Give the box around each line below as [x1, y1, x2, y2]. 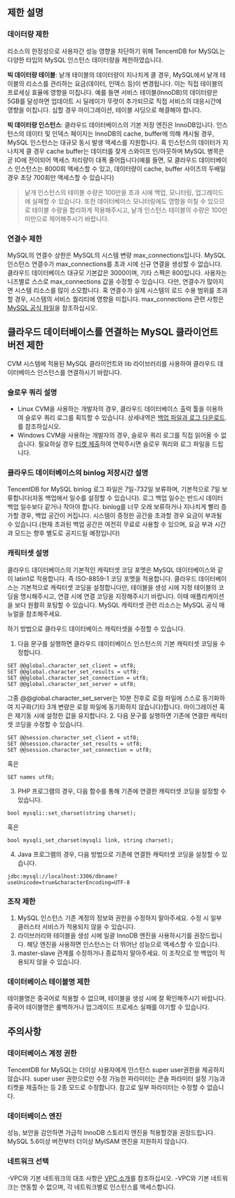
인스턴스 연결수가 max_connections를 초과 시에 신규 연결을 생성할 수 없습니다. [7, 259, 222, 268]
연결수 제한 [7, 234, 43, 244]
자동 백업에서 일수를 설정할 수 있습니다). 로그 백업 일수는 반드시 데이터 [32, 494, 223, 502]
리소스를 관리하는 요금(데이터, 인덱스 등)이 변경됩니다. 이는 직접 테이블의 [25, 79, 223, 88]
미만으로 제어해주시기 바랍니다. [24, 214, 110, 223]
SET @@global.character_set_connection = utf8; [7, 674, 149, 681]
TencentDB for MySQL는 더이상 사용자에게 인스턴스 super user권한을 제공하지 [7, 1065, 225, 1074]
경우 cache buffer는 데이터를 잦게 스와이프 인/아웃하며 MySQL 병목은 [33, 147, 224, 155]
